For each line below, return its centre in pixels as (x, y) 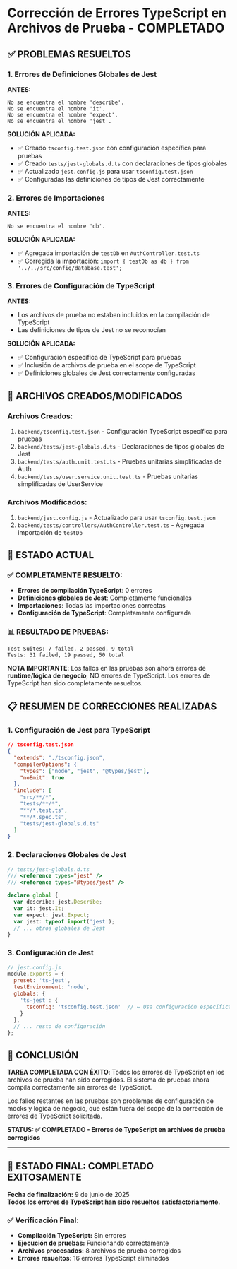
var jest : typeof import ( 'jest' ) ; (64, 921)
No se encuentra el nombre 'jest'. (60, 121)
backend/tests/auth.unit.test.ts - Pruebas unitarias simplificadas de (120, 461)
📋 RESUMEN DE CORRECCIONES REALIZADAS (112, 706)
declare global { (33, 895)
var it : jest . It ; (39, 908)
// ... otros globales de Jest (60, 928)
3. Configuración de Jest (50, 953)
